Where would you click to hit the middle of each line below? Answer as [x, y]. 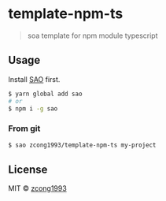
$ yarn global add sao [45, 94]
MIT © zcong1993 [37, 188]
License [28, 169]
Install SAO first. [34, 79]
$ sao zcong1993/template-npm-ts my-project [82, 145]
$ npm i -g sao [33, 108]
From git [24, 128]
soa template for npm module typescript [92, 35]
